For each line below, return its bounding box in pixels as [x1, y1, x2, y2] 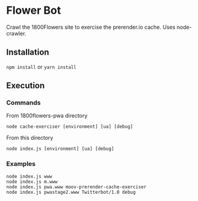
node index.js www [6, 173, 52, 179]
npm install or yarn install [6, 63, 77, 70]
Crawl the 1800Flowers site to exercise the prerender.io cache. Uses [6, 23, 176, 31]
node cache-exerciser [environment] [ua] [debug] [6, 124, 134, 130]
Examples [6, 160, 36, 168]
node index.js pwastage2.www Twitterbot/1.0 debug [6, 189, 136, 195]
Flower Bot [6, 4, 61, 17]
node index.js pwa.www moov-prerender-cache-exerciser [6, 184, 147, 190]
